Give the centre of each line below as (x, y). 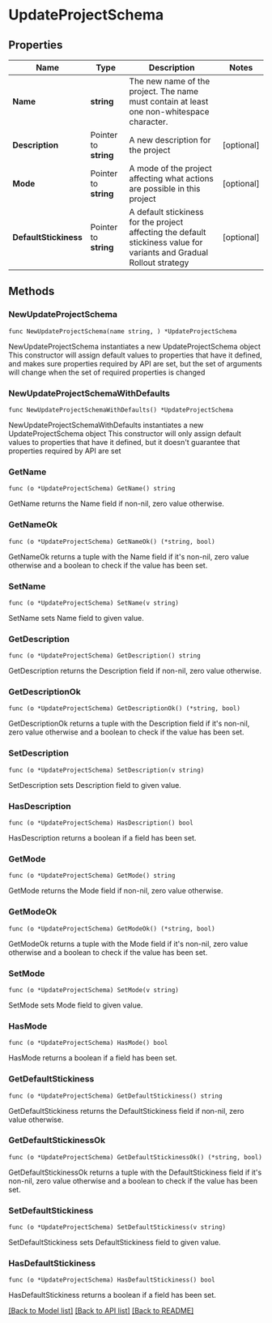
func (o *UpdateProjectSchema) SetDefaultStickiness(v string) (117, 1227)
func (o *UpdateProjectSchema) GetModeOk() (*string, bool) (112, 929)
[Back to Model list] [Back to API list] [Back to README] (101, 1311)
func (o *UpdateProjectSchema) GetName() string (92, 489)
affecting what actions (172, 178)
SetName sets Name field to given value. (76, 618)
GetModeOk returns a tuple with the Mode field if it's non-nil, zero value (128, 944)
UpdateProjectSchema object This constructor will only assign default (125, 433)
